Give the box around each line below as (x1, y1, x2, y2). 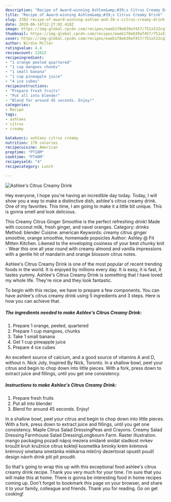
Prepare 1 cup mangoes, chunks (12, 328, 80, 334)
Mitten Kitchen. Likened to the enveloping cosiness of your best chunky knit (5, 240, 164, 246)
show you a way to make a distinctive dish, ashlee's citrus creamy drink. (5, 198, 157, 204)
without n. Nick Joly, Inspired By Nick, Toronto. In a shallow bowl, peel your (5, 360, 163, 366)
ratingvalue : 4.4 (5, 45, 42, 51)
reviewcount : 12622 (5, 50, 47, 55)
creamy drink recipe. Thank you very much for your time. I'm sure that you (5, 469, 161, 475)
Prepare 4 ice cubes (12, 344, 55, 350)
